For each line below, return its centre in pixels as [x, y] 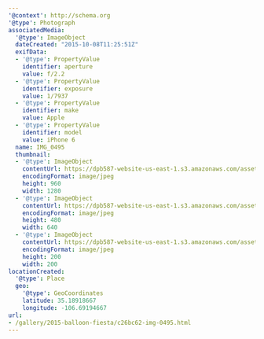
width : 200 [40, 264]
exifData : [31, 52]
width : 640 [40, 228]
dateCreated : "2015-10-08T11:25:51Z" [77, 45]
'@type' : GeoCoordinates [63, 293]
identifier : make [51, 111]
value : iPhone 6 [49, 140]
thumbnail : [33, 154]
